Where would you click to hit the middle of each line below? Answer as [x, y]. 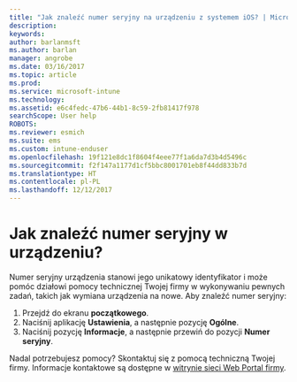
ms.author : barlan [43, 50]
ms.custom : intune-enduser [59, 149]
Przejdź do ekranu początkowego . [85, 313]
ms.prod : [25, 83]
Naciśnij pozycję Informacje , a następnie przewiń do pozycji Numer [146, 332]
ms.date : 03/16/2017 [47, 67]
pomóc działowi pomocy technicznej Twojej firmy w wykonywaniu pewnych [147, 286]
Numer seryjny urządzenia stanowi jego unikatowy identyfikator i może [138, 277]
